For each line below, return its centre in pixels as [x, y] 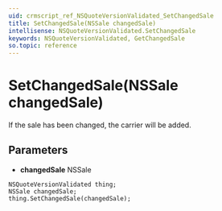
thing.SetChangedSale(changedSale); [70, 198]
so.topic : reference [43, 46]
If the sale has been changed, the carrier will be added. [100, 125]
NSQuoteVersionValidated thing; [62, 184]
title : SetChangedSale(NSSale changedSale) [82, 23]
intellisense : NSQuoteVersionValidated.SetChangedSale [102, 31]
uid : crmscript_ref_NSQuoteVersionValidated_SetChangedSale [111, 16]
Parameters [38, 150]
